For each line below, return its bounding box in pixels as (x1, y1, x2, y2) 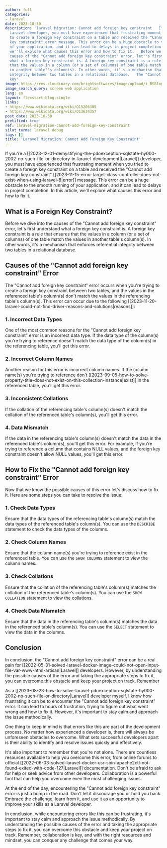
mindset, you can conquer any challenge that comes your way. (5, 837, 134, 843)
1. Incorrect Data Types (5, 316, 62, 322)
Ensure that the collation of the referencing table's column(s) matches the (5, 584, 157, 590)
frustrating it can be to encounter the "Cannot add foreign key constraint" (5, 698, 156, 704)
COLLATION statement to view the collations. (5, 595, 93, 601)
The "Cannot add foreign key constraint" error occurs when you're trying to (5, 282, 160, 288)
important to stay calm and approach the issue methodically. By (5, 816, 136, 822)
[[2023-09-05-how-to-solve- (88, 372, 149, 378)
